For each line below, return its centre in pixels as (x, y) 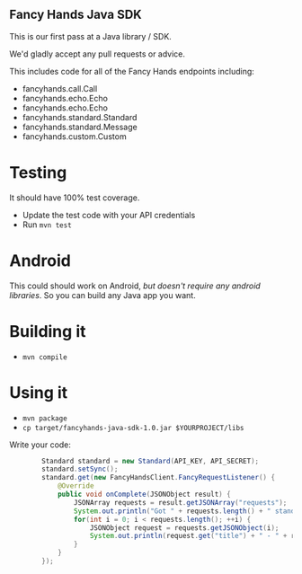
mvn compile (44, 357)
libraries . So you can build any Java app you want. (102, 295)
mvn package (44, 418)
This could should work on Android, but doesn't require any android (135, 286)
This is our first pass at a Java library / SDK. (91, 36)
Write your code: (40, 445)
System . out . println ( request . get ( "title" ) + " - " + (188, 536)
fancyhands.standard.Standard (80, 117)
